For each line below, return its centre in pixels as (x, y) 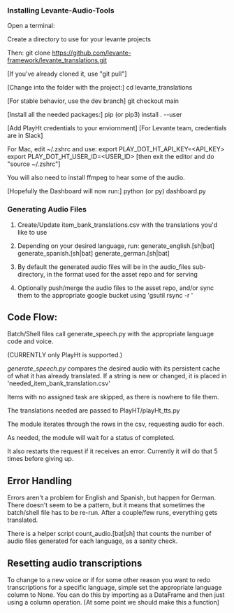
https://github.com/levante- (92, 53)
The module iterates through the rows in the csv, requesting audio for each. (116, 424)
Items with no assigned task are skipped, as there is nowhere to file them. (113, 397)
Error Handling (39, 481)
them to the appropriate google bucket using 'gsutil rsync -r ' (105, 295)
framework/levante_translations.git (57, 60)
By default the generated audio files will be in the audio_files (104, 267)
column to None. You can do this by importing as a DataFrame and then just (116, 595)
